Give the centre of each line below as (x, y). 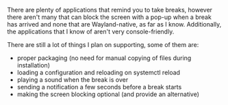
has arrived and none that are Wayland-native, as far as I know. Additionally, (114, 24)
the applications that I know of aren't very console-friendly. (91, 31)
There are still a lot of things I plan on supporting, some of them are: (103, 45)
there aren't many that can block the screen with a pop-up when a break (110, 17)
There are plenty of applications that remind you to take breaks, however (110, 10)
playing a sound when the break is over (73, 80)
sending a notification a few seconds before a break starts (99, 87)
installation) (33, 65)
